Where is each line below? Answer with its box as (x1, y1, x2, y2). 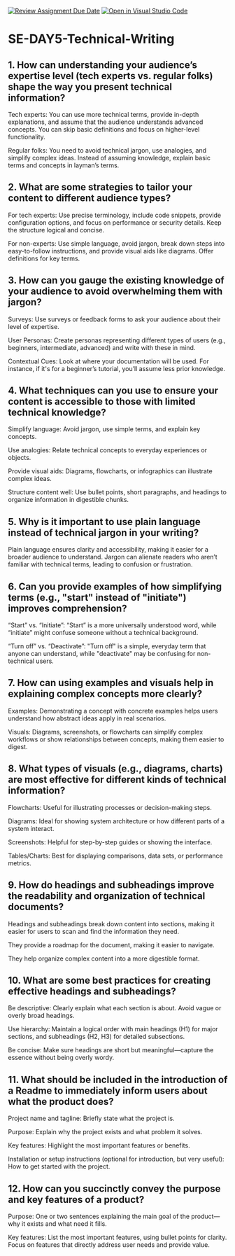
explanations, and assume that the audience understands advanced (8, 118, 204, 126)
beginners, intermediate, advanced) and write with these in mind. (8, 343, 196, 351)
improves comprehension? (8, 602, 128, 614)
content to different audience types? (8, 193, 171, 204)
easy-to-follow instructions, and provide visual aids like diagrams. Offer (8, 246, 214, 255)
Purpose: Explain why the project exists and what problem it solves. (8, 1128, 203, 1136)
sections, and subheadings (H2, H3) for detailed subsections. (8, 1033, 185, 1041)
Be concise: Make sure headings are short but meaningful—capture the (8, 1046, 214, 1054)
